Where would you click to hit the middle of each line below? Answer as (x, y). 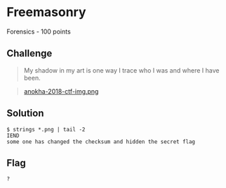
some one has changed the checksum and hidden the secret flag (101, 142)
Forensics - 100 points (39, 31)
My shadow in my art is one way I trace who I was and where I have (121, 70)
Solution (25, 114)
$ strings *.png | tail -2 (46, 129)
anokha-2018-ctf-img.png (61, 91)
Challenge (29, 53)
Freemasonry (46, 12)
